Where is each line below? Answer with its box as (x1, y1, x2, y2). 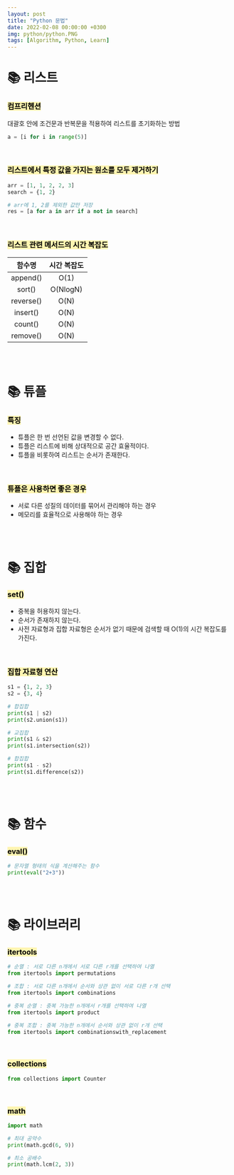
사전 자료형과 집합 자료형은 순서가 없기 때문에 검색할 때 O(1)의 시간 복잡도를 (17, 624, 227, 633)
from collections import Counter (7, 1075, 107, 1082)
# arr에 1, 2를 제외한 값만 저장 (7, 201, 93, 209)
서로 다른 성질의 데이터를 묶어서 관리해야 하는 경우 (17, 502, 156, 510)
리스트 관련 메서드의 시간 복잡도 (7, 240, 109, 250)
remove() (11, 331, 43, 341)
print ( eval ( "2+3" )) (7, 869, 65, 876)
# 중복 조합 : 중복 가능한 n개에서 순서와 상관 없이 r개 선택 (7, 1022, 163, 1029)
